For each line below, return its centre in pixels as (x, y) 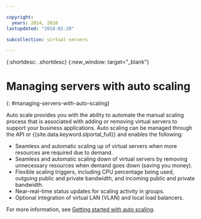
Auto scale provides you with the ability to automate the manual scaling (95, 115)
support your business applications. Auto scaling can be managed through (99, 128)
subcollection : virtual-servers (47, 39)
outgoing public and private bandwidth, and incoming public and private (105, 178)
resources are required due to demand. (64, 153)
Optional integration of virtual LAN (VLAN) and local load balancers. (99, 198)
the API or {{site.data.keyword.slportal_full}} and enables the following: (95, 135)
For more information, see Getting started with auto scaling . (81, 209)
